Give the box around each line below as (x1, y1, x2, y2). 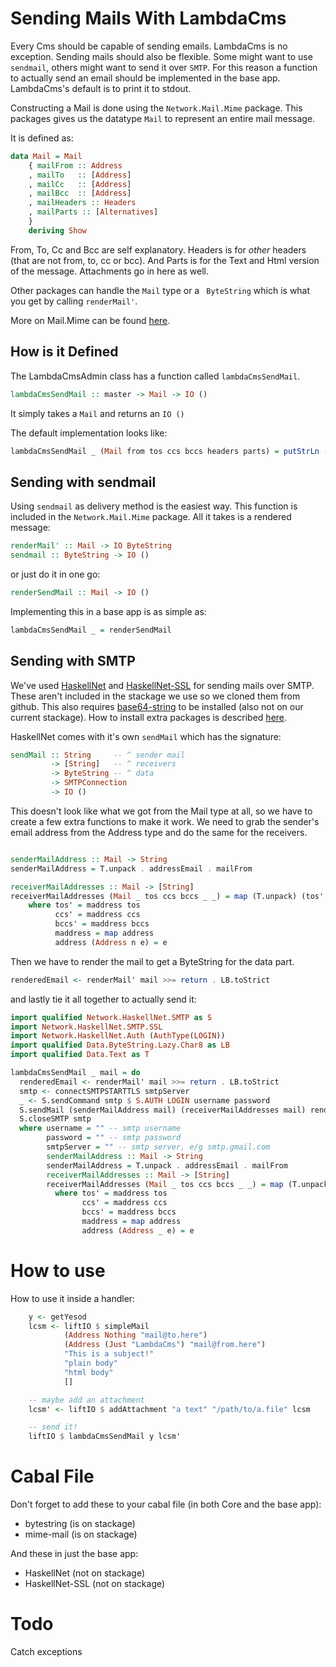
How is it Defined (10, 343, 119, 361)
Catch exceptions (10, 1646, 83, 1658)
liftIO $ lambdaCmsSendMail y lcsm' (28, 1432, 182, 1442)
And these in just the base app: (10, 1548, 139, 1560)
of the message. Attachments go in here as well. (10, 265, 209, 277)
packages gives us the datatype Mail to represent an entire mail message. (10, 112, 316, 124)
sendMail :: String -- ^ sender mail (10, 750, 186, 760)
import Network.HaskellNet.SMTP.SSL (10, 1022, 163, 1032)
